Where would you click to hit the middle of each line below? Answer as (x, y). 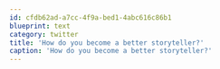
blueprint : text (40, 26)
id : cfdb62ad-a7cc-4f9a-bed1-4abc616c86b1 (91, 17)
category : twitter (44, 34)
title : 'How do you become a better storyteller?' (107, 43)
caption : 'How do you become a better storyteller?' (111, 51)
